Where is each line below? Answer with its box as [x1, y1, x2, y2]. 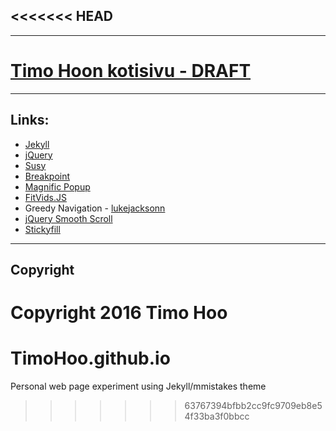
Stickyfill [24, 223, 61, 235]
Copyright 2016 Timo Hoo [10, 302, 228, 324]
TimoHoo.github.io [10, 347, 171, 370]
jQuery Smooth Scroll [24, 212, 113, 224]
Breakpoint [24, 170, 71, 182]
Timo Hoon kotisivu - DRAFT [10, 60, 252, 82]
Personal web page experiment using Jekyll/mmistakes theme [10, 380, 267, 393]
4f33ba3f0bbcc [184, 410, 250, 423]
